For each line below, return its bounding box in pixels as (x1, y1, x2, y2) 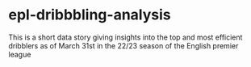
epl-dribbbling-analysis (8, 6, 171, 24)
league (8, 49, 31, 59)
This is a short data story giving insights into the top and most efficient (8, 32, 243, 42)
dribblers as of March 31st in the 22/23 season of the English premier (8, 40, 239, 50)
